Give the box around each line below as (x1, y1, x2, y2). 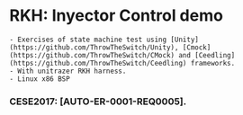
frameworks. (190, 58, 236, 67)
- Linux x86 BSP (9, 74, 70, 84)
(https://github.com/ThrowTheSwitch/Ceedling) (9, 58, 187, 67)
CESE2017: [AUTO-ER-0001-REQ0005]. (9, 95, 187, 108)
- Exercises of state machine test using (9, 35, 167, 44)
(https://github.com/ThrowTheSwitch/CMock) (9, 50, 175, 59)
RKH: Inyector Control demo (9, 5, 223, 26)
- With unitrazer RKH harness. (9, 66, 127, 75)
